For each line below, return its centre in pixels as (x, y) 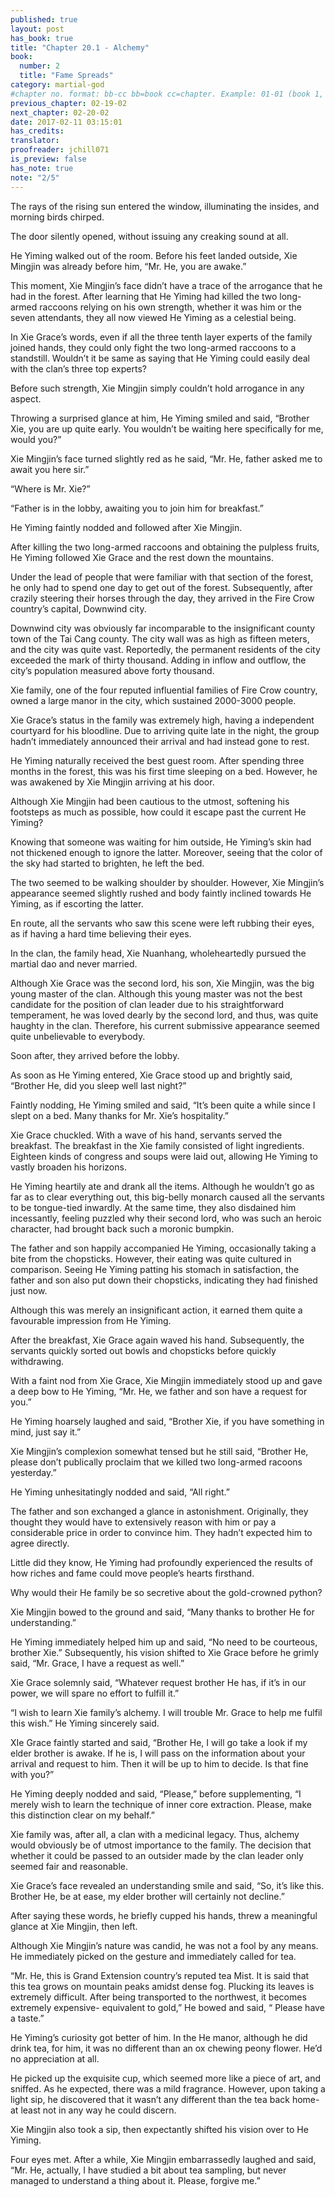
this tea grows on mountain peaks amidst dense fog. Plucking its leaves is (162, 1986)
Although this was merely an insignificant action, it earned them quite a (156, 1310)
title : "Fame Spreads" (66, 76)
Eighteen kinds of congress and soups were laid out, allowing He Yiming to (164, 1156)
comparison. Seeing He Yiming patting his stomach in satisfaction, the (155, 1269)
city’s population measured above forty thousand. (112, 670)
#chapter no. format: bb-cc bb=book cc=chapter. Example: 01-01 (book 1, (167, 94)
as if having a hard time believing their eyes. (101, 933)
